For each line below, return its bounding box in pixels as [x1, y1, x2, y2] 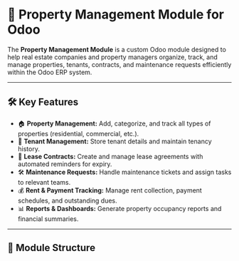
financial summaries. [17, 214, 79, 223]
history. [17, 144, 41, 153]
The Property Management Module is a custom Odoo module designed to [7, 45, 226, 53]
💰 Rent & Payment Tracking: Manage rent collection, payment [17, 185, 203, 195]
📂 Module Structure [7, 242, 96, 254]
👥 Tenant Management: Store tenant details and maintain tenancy [17, 137, 212, 145]
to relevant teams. [17, 178, 71, 186]
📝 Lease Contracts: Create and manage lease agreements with [17, 152, 203, 160]
